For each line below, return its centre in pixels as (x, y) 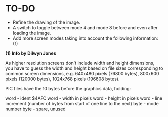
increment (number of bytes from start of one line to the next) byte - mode (82, 103)
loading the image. (32, 33)
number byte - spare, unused (36, 109)
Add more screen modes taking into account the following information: (85, 38)
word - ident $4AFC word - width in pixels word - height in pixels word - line (84, 98)
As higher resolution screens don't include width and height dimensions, (80, 63)
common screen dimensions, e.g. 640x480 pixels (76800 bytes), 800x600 (82, 73)
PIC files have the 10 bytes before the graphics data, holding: (68, 88)
